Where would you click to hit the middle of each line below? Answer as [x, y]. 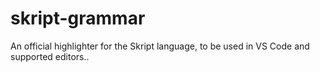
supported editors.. [50, 56]
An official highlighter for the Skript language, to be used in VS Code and [160, 46]
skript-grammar [78, 18]
